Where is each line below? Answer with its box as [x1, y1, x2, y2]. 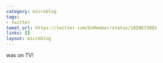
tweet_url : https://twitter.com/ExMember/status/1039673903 [6, 24, 158, 31]
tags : [6, 14, 19, 20]
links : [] [6, 30, 31, 36]
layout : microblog [6, 36, 51, 41]
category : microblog [6, 8, 57, 15]
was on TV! [6, 52, 34, 58]
